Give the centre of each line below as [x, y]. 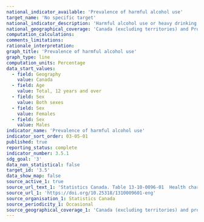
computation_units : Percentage [46, 63]
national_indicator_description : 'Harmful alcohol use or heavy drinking [102, 23]
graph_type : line [28, 57]
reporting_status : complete [42, 147]
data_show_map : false [34, 176]
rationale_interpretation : [40, 46]
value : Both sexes [40, 102]
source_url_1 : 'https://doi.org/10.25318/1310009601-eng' [81, 193]
